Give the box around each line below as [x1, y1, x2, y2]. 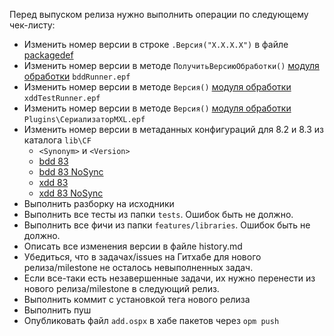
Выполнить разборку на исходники [23, 198, 175, 209]
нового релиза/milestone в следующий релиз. [23, 283, 220, 294]
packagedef [23, 49, 74, 61]
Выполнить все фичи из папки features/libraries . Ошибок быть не [23, 219, 311, 231]
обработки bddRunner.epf [23, 70, 131, 82]
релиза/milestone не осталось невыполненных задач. [23, 262, 254, 273]
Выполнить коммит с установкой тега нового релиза [23, 294, 251, 305]
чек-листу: [9, 19, 56, 31]
